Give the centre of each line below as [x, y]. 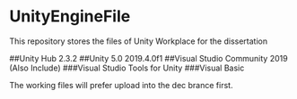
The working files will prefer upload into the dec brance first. [121, 85]
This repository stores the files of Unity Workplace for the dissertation [138, 41]
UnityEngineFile [70, 16]
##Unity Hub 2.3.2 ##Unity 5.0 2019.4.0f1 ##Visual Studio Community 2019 [149, 58]
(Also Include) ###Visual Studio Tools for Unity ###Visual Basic [127, 68]
